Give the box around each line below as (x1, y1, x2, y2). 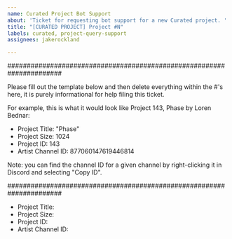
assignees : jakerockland (7, 36, 80, 43)
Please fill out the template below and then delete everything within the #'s (7, 83, 223, 91)
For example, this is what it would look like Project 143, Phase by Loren (7, 104, 212, 112)
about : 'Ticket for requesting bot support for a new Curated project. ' (7, 17, 228, 24)
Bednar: (7, 111, 30, 120)
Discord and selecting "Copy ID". (7, 168, 102, 177)
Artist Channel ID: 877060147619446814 (17, 147, 135, 156)
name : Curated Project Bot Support (7, 10, 111, 18)
